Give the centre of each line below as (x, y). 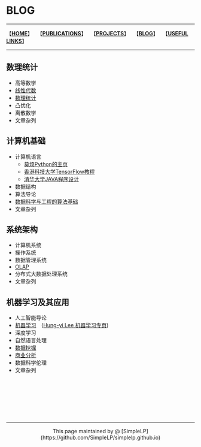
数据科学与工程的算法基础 (46, 201)
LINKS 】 (17, 41)
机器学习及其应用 (38, 302)
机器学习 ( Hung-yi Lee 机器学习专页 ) (62, 325)
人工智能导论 (31, 318)
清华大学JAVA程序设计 (51, 179)
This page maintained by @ (86, 431)
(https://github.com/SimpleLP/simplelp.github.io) (100, 437)
